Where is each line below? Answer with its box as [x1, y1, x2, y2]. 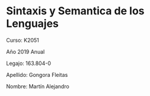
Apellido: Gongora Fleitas [6, 71, 68, 78]
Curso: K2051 [6, 36, 40, 44]
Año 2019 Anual [6, 48, 45, 55]
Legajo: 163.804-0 [6, 60, 52, 67]
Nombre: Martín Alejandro [6, 82, 69, 90]
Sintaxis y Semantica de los [6, 4, 145, 18]
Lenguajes [6, 17, 59, 30]
